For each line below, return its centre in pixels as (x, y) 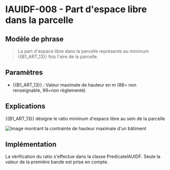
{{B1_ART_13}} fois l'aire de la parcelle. (58, 56)
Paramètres (24, 73)
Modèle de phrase (35, 39)
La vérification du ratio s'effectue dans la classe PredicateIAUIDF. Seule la (83, 157)
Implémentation (31, 144)
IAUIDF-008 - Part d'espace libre (76, 9)
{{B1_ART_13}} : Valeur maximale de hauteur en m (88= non (74, 84)
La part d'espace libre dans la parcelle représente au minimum (83, 51)
